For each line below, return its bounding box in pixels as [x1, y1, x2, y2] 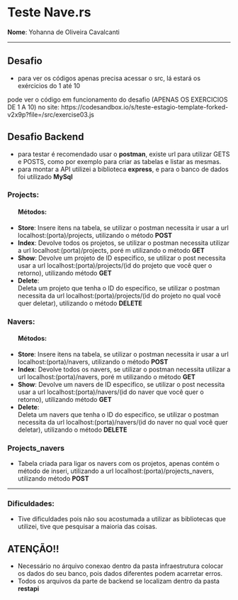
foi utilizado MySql [17, 172, 73, 181]
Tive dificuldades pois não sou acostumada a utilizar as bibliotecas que [17, 515, 227, 523]
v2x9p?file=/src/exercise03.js [7, 110, 94, 119]
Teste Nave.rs [7, 4, 91, 21]
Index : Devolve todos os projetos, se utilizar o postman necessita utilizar [17, 239, 230, 247]
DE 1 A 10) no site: [7, 102, 60, 111]
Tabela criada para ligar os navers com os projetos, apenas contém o [17, 459, 220, 468]
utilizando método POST [17, 474, 90, 483]
